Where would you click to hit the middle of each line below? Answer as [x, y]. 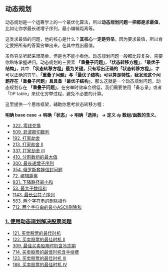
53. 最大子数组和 [29, 188]
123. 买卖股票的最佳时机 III [39, 258]
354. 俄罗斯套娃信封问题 [37, 169]
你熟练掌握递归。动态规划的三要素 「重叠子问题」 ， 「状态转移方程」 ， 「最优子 [82, 62]
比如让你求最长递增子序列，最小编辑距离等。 [51, 28]
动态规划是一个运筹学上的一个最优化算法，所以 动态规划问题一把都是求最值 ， [84, 22]
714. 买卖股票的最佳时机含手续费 [45, 252]
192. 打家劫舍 [26, 138]
